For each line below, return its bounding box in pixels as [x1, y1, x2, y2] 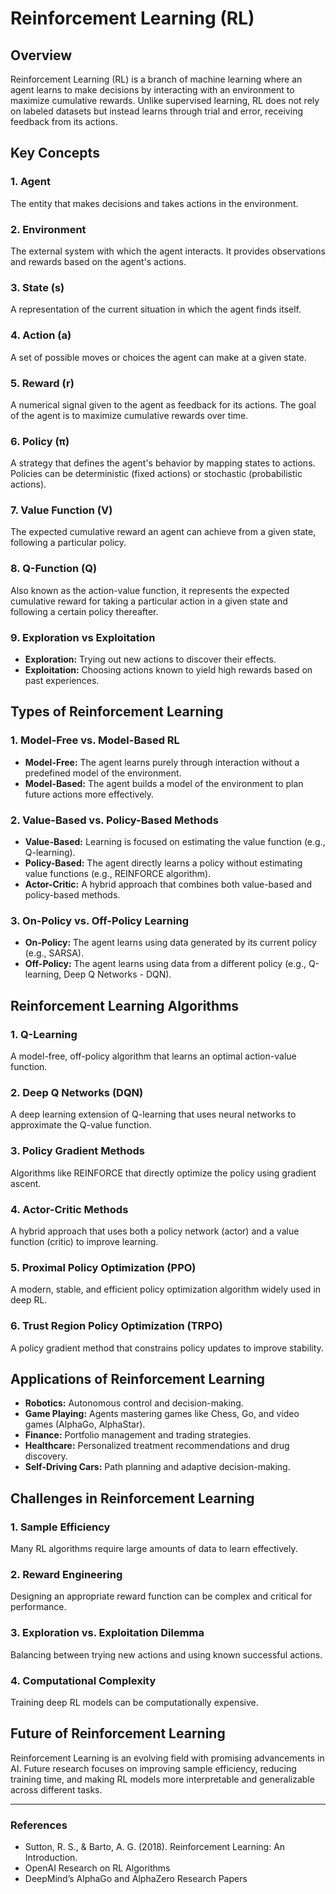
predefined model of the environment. [24, 767, 182, 779]
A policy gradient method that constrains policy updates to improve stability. [10, 1342, 324, 1354]
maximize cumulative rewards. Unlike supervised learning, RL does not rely [10, 95, 320, 106]
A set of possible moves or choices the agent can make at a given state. [10, 351, 307, 363]
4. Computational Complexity [10, 1673, 157, 1687]
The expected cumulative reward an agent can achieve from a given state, [10, 526, 317, 538]
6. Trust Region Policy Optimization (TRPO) [10, 1319, 223, 1333]
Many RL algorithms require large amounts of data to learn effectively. [10, 1543, 298, 1555]
